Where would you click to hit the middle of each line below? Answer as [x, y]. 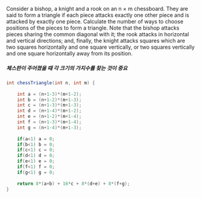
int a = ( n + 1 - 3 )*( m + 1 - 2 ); [49, 94]
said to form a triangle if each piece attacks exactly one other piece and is [98, 15]
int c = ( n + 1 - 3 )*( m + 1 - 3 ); [49, 105]
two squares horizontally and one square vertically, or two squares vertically [100, 47]
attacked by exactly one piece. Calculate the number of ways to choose [95, 21]
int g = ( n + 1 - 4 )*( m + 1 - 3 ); [49, 128]
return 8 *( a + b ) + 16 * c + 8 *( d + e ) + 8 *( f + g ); [73, 184]
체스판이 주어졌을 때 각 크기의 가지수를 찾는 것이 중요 [67, 68]
